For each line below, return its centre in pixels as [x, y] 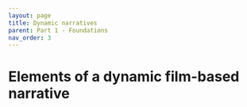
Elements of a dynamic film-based [124, 77]
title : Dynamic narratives [53, 23]
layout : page [30, 15]
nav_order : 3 [30, 38]
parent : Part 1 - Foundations [58, 30]
